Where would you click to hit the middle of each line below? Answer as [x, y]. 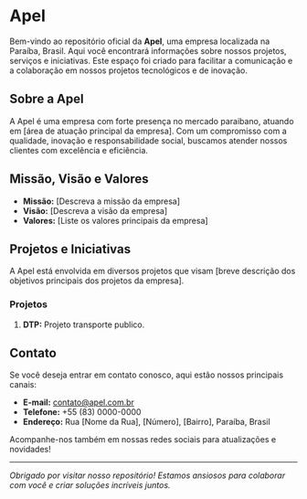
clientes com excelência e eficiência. [79, 150]
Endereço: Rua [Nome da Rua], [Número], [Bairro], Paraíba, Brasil [147, 422]
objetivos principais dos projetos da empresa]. [97, 281]
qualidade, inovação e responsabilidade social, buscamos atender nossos [148, 140]
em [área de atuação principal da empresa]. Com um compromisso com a [148, 131]
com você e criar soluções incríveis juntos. [90, 485]
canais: [23, 385]
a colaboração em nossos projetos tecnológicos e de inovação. [129, 70]
